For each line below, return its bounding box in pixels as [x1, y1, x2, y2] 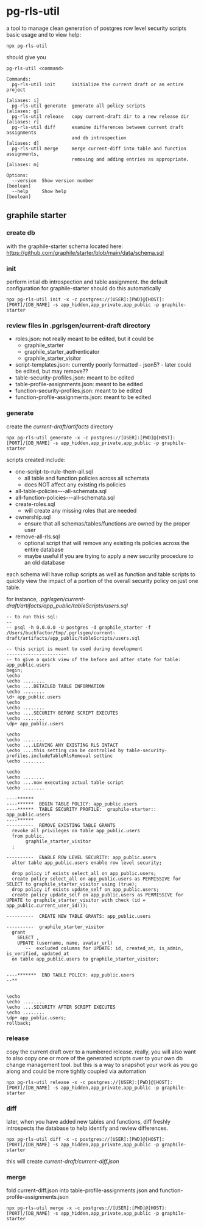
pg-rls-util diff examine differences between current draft [12, 124, 184, 130]
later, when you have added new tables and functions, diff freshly [6, 1118, 171, 1126]
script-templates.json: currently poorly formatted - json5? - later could [15, 361, 192, 368]
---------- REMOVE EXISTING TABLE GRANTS [6, 822, 116, 829]
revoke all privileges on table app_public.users [12, 827, 140, 833]
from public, [12, 833, 45, 839]
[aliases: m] [6, 161, 40, 167]
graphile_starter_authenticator [24, 348, 100, 356]
